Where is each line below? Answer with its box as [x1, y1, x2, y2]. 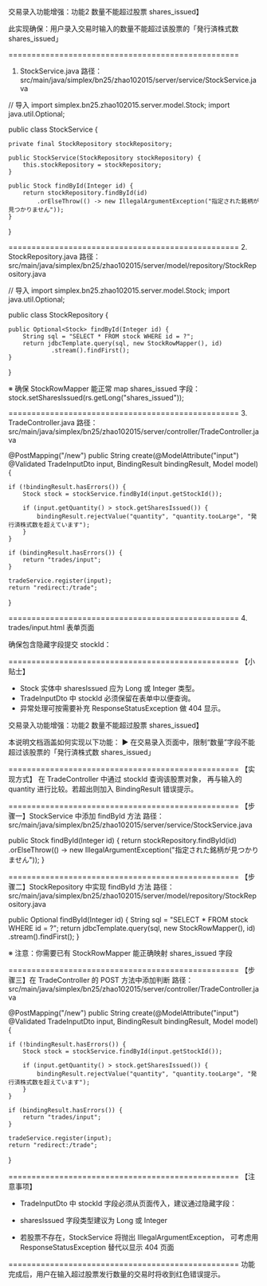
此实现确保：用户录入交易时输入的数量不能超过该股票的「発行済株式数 [8, 24, 239, 34]
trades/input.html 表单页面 [8, 623, 95, 632]
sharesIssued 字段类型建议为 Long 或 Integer [19, 1216, 168, 1225]
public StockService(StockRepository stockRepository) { [8, 154, 202, 162]
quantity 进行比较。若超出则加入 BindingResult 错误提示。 [8, 784, 198, 794]
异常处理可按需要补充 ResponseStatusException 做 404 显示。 [19, 704, 226, 712]
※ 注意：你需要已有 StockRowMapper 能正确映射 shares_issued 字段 [8, 949, 233, 957]
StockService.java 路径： [19, 66, 103, 76]
